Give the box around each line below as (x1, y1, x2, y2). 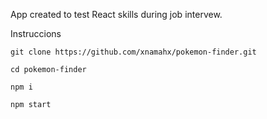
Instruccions (10, 28, 62, 39)
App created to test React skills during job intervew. (10, 9, 223, 20)
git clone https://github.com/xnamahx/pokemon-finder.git (10, 47, 257, 57)
